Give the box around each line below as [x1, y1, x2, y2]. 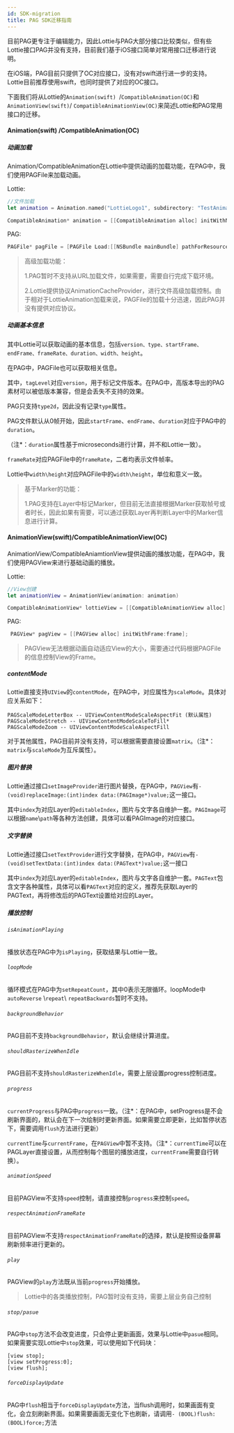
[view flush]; [7, 1365, 49, 1372]
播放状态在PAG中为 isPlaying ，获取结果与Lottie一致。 [7, 947, 162, 956]
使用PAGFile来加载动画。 [13, 171, 85, 179]
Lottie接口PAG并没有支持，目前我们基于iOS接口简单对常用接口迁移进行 [7, 45, 210, 54]
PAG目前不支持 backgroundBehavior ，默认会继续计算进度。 [7, 1032, 173, 1040]
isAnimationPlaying [7, 926, 64, 934]
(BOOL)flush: [178, 1411, 216, 1418]
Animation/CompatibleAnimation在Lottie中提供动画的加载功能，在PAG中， [7, 162, 219, 171]
